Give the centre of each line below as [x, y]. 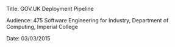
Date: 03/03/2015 [28, 38]
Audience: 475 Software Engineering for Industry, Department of [87, 20]
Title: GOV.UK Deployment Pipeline [50, 9]
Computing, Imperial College [42, 27]
